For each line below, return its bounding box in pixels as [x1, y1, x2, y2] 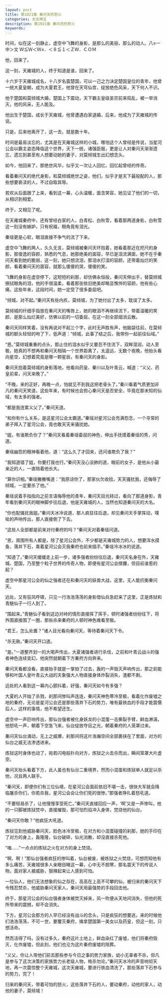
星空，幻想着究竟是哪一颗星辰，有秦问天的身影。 [9, 354, 110, 360]
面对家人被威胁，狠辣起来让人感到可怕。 [13, 868, 97, 874]
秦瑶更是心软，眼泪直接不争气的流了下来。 [5, 234, 92, 240]
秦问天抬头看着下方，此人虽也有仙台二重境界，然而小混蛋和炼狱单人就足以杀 [5, 767, 162, 773]
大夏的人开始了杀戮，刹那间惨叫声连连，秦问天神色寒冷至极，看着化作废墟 [5, 693, 158, 699]
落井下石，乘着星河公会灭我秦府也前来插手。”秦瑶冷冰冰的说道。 [13, 543, 145, 549]
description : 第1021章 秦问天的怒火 [5, 21, 75, 26]
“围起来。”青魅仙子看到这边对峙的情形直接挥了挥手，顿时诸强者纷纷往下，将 [5, 611, 160, 617]
